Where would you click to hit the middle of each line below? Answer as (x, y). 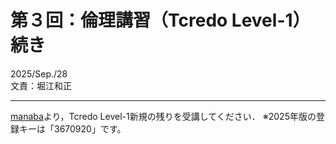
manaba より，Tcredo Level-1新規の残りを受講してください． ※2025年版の (163, 116)
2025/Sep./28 (39, 73)
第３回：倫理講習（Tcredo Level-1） (160, 20)
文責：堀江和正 (41, 85)
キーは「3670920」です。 (72, 128)
